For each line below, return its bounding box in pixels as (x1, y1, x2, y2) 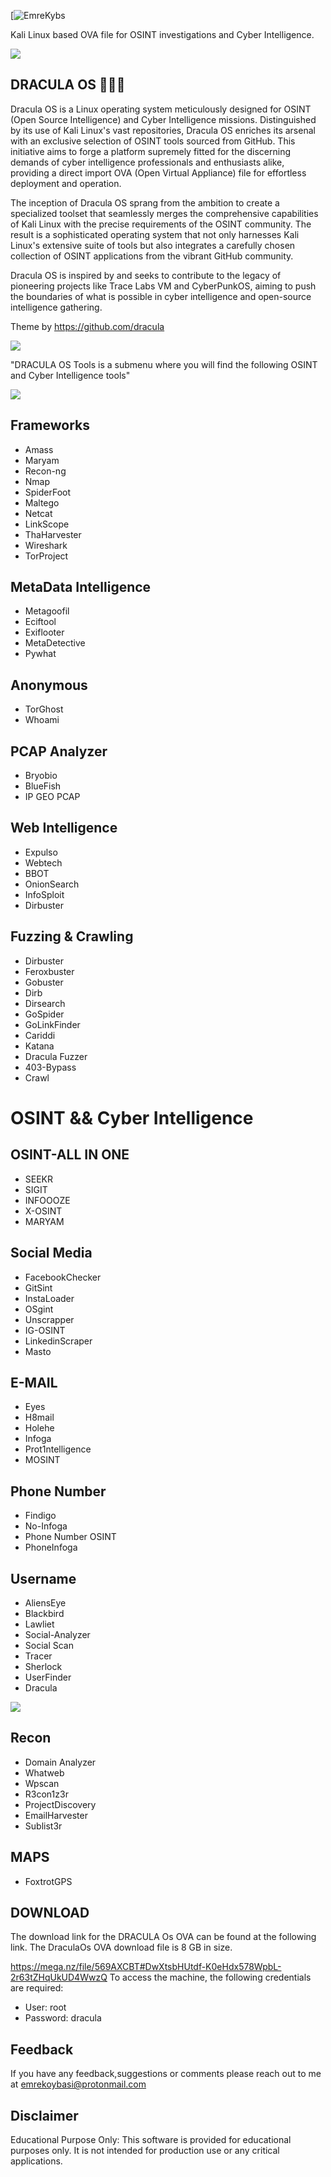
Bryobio (24, 770, 58, 782)
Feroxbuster (24, 965, 75, 977)
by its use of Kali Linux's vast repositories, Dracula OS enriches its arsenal (10, 124, 316, 136)
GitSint (24, 1281, 53, 1294)
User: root (24, 2001, 67, 2014)
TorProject (24, 550, 69, 562)
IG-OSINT (24, 1324, 66, 1336)
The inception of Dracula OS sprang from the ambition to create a (10, 196, 280, 209)
